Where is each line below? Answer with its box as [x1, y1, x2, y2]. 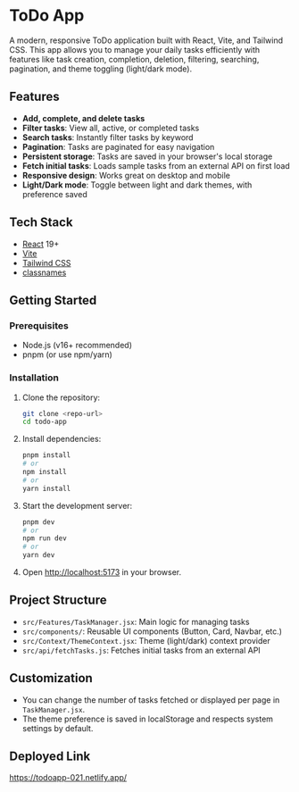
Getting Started [9, 292, 97, 308]
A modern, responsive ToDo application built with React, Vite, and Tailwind [9, 35, 284, 46]
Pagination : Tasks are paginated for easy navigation [21, 141, 215, 152]
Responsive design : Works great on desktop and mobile [21, 170, 230, 180]
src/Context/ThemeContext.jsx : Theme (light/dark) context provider [21, 635, 270, 646]
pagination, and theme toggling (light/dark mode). [9, 63, 193, 74]
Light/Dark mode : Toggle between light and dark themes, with [21, 179, 253, 190]
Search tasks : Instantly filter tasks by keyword [21, 131, 194, 143]
